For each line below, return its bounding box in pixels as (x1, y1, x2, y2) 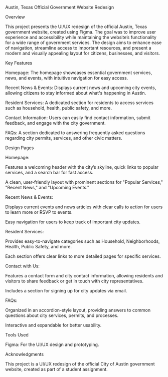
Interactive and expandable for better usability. (5, 322, 102, 328)
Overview (5, 14, 25, 20)
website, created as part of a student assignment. (5, 366, 108, 372)
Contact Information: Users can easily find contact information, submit (5, 115, 150, 121)
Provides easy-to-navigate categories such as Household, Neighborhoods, (5, 238, 160, 244)
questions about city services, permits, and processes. (5, 312, 119, 318)
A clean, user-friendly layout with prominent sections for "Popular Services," (5, 179, 163, 185)
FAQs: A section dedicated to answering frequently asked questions (5, 130, 145, 136)
